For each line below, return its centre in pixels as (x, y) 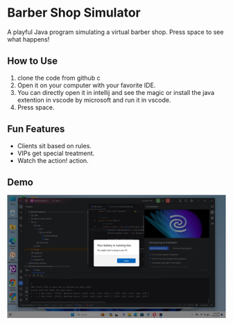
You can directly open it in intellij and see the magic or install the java (116, 92)
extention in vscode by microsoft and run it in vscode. (94, 100)
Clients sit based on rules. (54, 146)
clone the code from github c (59, 78)
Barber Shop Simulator (74, 13)
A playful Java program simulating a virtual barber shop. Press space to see (115, 32)
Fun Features (36, 129)
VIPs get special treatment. (56, 153)
